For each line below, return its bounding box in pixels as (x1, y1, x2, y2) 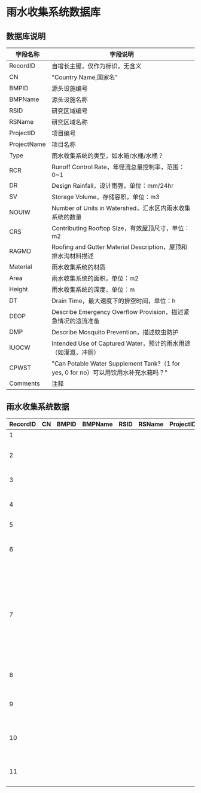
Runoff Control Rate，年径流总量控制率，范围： (51, 163, 185, 171)
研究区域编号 (51, 107, 88, 115)
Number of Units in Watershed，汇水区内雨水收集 (51, 204, 191, 212)
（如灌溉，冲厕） (51, 348, 100, 356)
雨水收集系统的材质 (51, 263, 106, 271)
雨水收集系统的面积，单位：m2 (51, 274, 139, 282)
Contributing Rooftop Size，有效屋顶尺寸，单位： (51, 224, 190, 232)
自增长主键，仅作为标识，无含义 (51, 62, 142, 70)
